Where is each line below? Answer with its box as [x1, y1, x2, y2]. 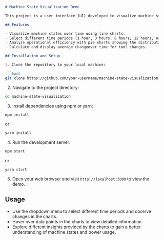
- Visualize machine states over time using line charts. [5, 31, 125, 36]
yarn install [5, 131, 32, 135]
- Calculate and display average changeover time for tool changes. [5, 44, 147, 50]
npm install [5, 112, 29, 117]
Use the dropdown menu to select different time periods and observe [12, 208, 152, 214]
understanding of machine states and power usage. [12, 229, 116, 235]
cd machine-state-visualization [5, 94, 71, 99]
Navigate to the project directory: [12, 85, 79, 90]
